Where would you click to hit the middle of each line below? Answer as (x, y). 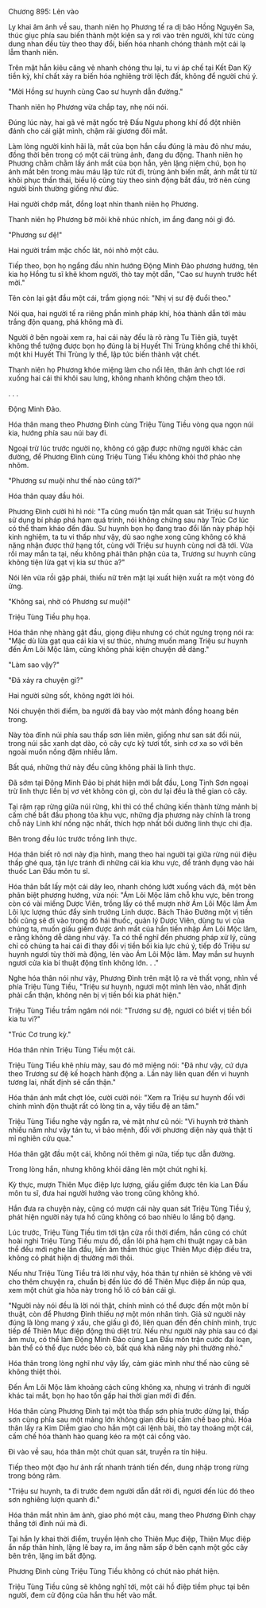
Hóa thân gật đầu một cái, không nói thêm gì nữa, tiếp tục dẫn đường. (122, 1154)
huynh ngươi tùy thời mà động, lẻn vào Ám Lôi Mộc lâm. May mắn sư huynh (131, 954)
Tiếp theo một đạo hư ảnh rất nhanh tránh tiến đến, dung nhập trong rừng (128, 1467)
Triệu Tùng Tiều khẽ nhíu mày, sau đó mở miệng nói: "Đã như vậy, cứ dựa (128, 1065)
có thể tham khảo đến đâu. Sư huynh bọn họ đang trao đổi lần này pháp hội (132, 528)
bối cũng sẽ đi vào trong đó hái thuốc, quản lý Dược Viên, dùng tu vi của (126, 920)
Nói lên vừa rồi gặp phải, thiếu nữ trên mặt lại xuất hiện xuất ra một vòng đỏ (131, 578)
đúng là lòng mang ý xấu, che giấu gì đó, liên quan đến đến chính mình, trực (132, 1322)
